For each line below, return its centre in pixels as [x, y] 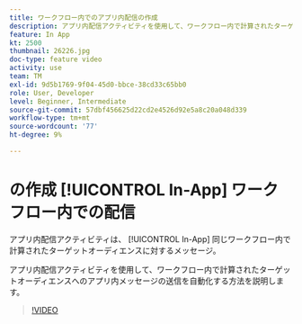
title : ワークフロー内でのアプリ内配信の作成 [84, 18]
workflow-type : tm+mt [50, 118]
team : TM [26, 76]
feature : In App [40, 34]
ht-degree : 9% [36, 135]
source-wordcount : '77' [54, 127]
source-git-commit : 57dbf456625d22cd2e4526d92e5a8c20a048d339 [128, 110]
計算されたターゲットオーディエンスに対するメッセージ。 [115, 250]
